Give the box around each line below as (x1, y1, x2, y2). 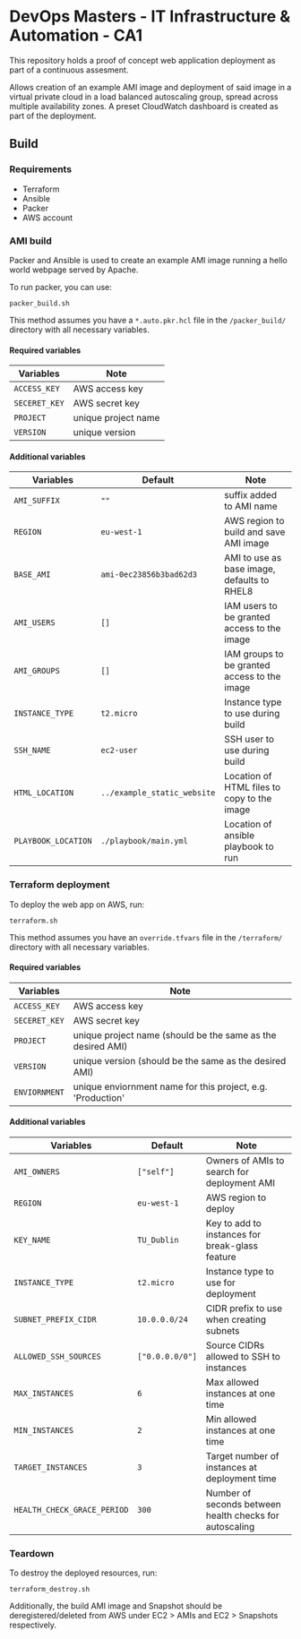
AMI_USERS (13, 618, 56, 628)
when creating (205, 1314, 267, 1326)
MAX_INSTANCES (13, 1388, 74, 1399)
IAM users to (223, 600, 278, 613)
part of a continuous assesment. (9, 64, 129, 75)
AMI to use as (223, 552, 282, 564)
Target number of (205, 1450, 279, 1463)
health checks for (205, 1509, 279, 1522)
